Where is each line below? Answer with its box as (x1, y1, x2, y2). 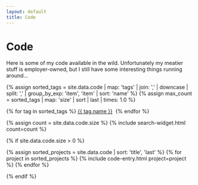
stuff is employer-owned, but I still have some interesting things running (6, 66, 183, 73)
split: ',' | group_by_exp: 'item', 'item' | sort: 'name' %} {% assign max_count (6, 90, 193, 97)
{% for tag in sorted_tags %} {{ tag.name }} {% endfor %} (6, 108, 150, 115)
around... (6, 72, 29, 79)
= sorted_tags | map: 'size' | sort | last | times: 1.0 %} (6, 96, 136, 104)
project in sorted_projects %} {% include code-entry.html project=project (6, 155, 187, 162)
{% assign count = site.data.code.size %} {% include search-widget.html (6, 120, 186, 127)
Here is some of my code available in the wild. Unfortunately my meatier (6, 59, 184, 67)
